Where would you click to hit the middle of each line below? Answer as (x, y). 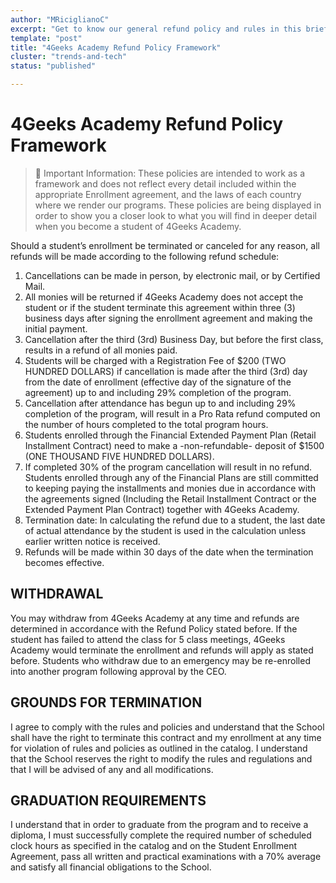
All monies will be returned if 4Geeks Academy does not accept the (164, 297)
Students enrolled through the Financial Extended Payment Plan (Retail (170, 435)
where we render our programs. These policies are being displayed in (178, 205)
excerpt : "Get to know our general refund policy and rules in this (156, 29)
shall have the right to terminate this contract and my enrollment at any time (166, 737)
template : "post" (46, 38)
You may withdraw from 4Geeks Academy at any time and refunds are (155, 618)
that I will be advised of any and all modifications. (112, 769)
